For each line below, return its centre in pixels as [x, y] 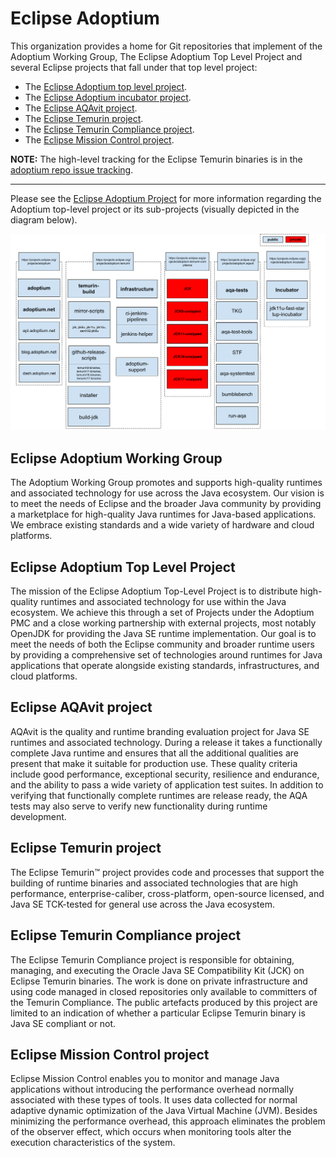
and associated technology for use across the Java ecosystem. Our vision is [167, 493]
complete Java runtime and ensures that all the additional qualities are [155, 753]
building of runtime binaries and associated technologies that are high [154, 883]
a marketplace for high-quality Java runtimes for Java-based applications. [163, 514]
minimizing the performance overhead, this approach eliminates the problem [168, 1121]
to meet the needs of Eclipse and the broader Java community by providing [166, 504]
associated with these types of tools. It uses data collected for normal [154, 1100]
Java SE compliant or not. [63, 1023]
